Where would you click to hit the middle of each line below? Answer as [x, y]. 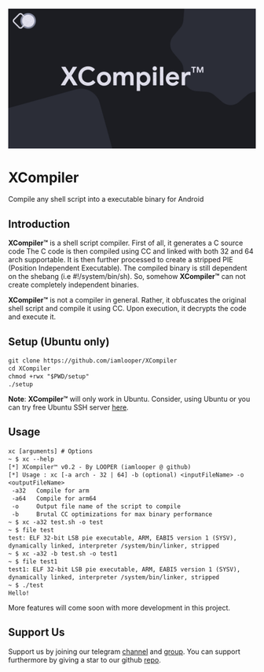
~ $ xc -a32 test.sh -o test [56, 522]
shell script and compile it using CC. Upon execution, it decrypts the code [128, 309]
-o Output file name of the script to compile [96, 506]
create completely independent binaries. [73, 285]
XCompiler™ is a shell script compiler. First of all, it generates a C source [126, 243]
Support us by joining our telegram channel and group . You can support [125, 652]
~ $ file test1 [33, 561]
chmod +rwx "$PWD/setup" [49, 377]
